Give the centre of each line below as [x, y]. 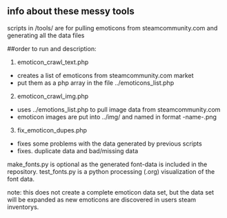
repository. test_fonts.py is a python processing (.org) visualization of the [111, 171]
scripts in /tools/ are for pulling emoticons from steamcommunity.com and [112, 28]
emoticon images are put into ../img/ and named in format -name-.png [117, 117]
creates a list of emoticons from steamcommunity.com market [106, 75]
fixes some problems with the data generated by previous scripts [109, 143]
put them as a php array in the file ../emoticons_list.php [96, 83]
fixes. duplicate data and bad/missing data [78, 150]
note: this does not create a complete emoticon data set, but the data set [111, 192]
